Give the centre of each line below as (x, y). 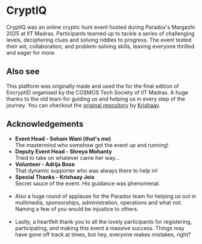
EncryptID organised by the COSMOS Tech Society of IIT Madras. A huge (97, 92)
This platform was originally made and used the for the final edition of (93, 86)
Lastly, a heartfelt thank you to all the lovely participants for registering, (103, 221)
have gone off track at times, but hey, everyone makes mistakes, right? (103, 234)
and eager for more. (31, 52)
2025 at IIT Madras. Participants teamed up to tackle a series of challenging (100, 33)
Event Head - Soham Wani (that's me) (63, 138)
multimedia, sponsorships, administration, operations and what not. (99, 203)
